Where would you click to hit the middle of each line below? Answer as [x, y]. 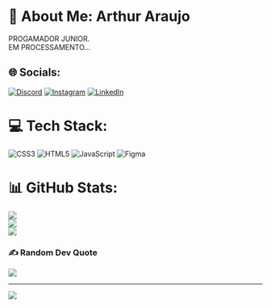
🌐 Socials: [35, 73]
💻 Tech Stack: [58, 126]
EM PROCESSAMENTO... [50, 47]
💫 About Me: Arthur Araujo [100, 16]
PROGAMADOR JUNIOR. [49, 39]
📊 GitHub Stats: [63, 187]
